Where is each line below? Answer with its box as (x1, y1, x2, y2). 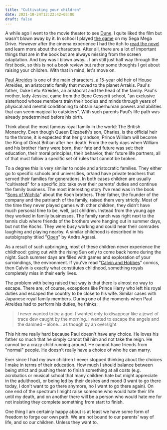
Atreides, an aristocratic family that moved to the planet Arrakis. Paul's (5, 82, 150, 88)
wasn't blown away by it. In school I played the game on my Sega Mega (5, 35, 152, 41)
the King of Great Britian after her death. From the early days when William (5, 140, 159, 146)
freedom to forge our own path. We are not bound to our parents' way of (5, 414, 155, 420)
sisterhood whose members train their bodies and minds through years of (5, 98, 157, 104)
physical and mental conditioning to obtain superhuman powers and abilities (5, 103, 162, 110)
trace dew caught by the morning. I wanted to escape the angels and (17, 316, 160, 322)
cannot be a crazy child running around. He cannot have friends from (5, 342, 148, 348)
